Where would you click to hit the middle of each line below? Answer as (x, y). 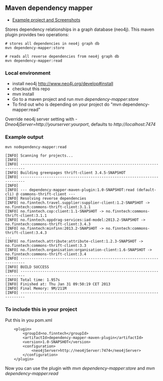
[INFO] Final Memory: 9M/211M (36, 288)
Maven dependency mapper (49, 8)
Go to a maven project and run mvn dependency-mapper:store (75, 99)
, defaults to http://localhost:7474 (122, 124)
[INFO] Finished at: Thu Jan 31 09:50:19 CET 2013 (58, 284)
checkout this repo (31, 89)
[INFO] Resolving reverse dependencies (46, 199)
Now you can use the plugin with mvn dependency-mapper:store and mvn (80, 368)
